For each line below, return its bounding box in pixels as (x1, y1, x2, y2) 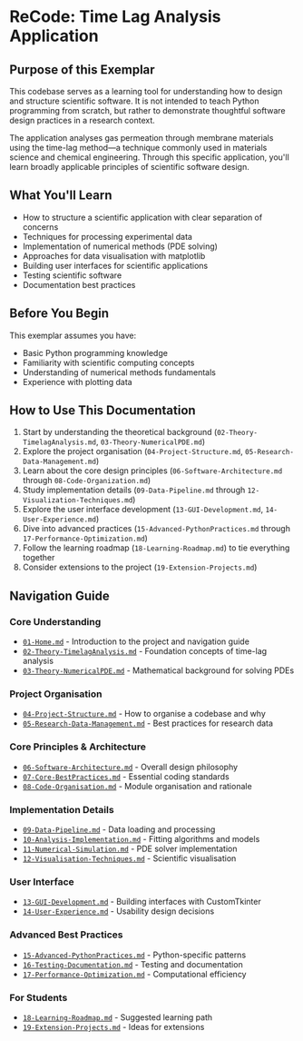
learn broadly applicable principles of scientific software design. (9, 162, 249, 172)
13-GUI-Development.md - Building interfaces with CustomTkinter (22, 897, 261, 907)
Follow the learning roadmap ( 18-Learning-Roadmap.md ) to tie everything (22, 542, 290, 553)
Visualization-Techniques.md (22, 496, 133, 505)
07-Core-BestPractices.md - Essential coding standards (22, 770, 230, 782)
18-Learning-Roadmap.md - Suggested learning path (22, 1011, 213, 1023)
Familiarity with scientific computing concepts (22, 357, 195, 368)
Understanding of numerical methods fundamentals (22, 366, 216, 378)
